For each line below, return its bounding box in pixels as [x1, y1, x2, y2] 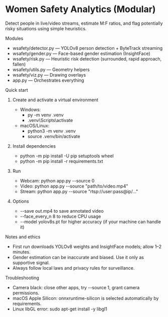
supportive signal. [12, 260, 50, 266]
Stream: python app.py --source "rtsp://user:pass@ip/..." [20, 188, 138, 195]
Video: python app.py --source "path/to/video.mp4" [20, 183, 128, 189]
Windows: [20, 106, 41, 112]
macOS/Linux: [20, 122, 49, 129]
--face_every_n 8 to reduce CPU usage [20, 213, 102, 219]
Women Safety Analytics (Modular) [5, 4, 156, 15]
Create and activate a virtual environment [12, 97, 99, 103]
